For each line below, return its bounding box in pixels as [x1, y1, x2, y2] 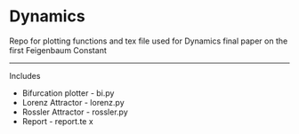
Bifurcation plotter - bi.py [21, 87, 115, 99]
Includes [9, 70, 41, 81]
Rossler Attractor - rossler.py [21, 106, 128, 117]
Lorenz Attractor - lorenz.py [21, 97, 125, 107]
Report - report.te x [21, 115, 93, 126]
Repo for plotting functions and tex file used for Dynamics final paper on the [9, 35, 288, 46]
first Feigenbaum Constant [9, 44, 107, 55]
